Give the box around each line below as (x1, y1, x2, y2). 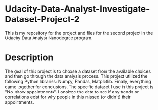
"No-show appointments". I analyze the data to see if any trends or (5, 89, 139, 94)
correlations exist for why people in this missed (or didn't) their (5, 94, 131, 100)
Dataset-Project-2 (5, 14, 80, 25)
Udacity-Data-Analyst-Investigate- (5, 3, 150, 15)
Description (5, 52, 53, 63)
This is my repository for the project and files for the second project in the (5, 30, 153, 36)
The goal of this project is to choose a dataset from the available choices (5, 68, 151, 74)
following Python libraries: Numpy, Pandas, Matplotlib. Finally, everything (5, 78, 152, 84)
